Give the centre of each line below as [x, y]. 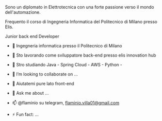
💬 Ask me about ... [30, 93]
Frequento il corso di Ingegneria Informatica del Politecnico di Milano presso [81, 22]
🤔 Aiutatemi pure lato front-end [43, 83]
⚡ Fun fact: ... [25, 114]
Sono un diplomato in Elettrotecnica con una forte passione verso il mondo [80, 7]
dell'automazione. [23, 12]
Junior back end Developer [32, 36]
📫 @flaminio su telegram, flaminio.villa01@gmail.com [66, 103]
